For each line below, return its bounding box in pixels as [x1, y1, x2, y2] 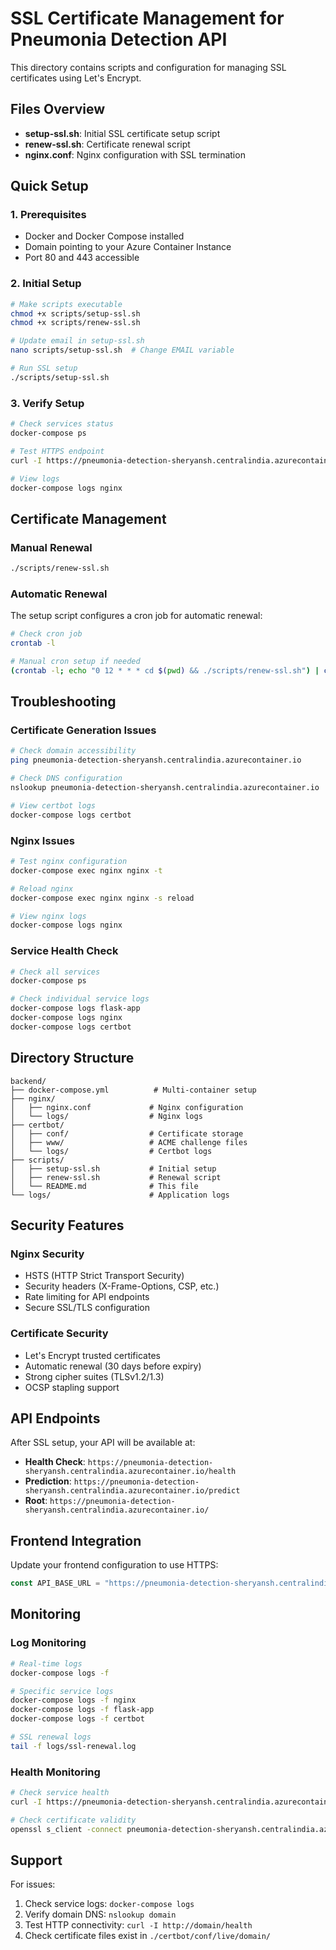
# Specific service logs [10, 1686, 114, 1696]
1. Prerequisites [10, 208, 87, 222]
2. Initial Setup [10, 277, 82, 291]
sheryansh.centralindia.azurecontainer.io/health [24, 1467, 237, 1477]
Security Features [10, 1217, 125, 1234]
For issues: [10, 1878, 56, 1891]
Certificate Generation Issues [10, 723, 157, 737]
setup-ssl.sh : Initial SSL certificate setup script [24, 127, 221, 139]
